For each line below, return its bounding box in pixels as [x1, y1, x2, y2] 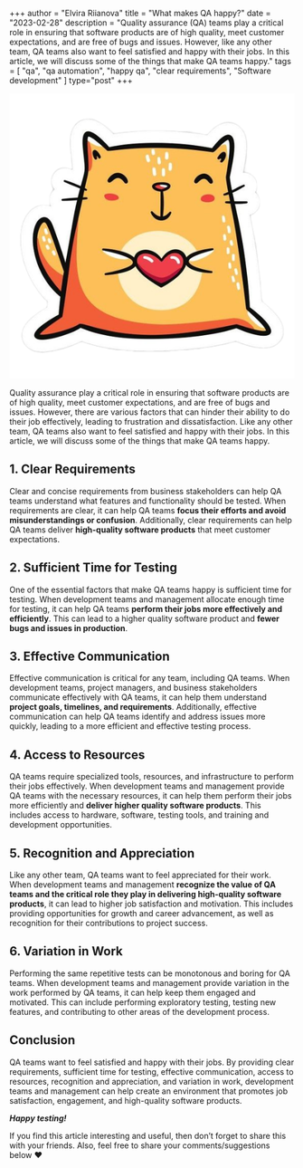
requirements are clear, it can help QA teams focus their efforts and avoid [9, 504, 287, 515]
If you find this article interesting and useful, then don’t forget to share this [9, 1130, 287, 1141]
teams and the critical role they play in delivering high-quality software [9, 889, 282, 900]
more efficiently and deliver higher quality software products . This [9, 800, 261, 811]
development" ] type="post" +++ [9, 75, 133, 85]
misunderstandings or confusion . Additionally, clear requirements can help [9, 514, 292, 525]
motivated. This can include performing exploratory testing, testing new [9, 996, 277, 1008]
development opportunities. [9, 819, 113, 830]
